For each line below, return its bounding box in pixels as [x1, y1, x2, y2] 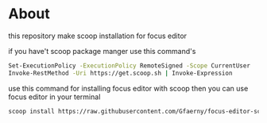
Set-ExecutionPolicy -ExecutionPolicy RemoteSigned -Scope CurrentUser [8, 61, 250, 70]
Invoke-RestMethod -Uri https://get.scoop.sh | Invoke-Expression [8, 69, 233, 77]
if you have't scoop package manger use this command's [8, 46, 196, 56]
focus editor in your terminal [8, 92, 101, 102]
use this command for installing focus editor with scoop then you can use [8, 83, 249, 93]
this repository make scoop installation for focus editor [8, 31, 188, 40]
